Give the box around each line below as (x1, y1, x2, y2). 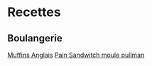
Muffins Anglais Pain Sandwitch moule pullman (7, 51, 145, 59)
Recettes (7, 4, 62, 20)
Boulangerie (7, 32, 63, 44)
